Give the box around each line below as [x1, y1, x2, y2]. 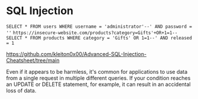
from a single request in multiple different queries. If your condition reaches [6, 74, 191, 81]
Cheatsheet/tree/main [6, 57, 60, 64]
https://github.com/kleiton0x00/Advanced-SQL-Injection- [6, 50, 147, 57]
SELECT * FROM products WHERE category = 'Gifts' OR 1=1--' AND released [6, 35, 193, 41]
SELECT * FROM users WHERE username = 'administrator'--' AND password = [6, 24, 193, 29]
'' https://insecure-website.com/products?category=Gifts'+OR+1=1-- [6, 29, 178, 36]
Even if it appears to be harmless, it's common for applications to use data [6, 68, 188, 75]
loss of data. [6, 87, 37, 94]
